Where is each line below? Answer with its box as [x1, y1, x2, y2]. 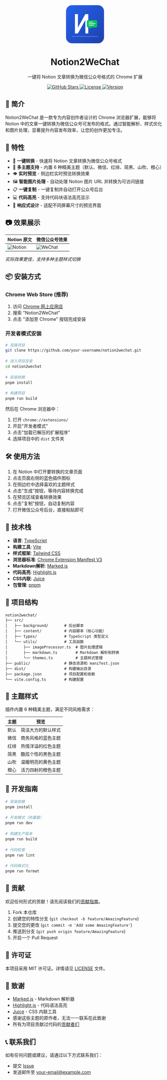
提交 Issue [12, 1063, 34, 1069]
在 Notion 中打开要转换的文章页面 [12, 469, 82, 475]
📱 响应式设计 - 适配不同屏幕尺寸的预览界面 [12, 202, 102, 208]
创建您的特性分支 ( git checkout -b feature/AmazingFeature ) [12, 916, 139, 922]
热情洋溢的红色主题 [21, 743, 61, 749]
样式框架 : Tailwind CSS [12, 550, 61, 556]
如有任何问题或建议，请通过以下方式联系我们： [5, 1052, 103, 1058]
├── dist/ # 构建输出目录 [5, 666, 92, 671]
